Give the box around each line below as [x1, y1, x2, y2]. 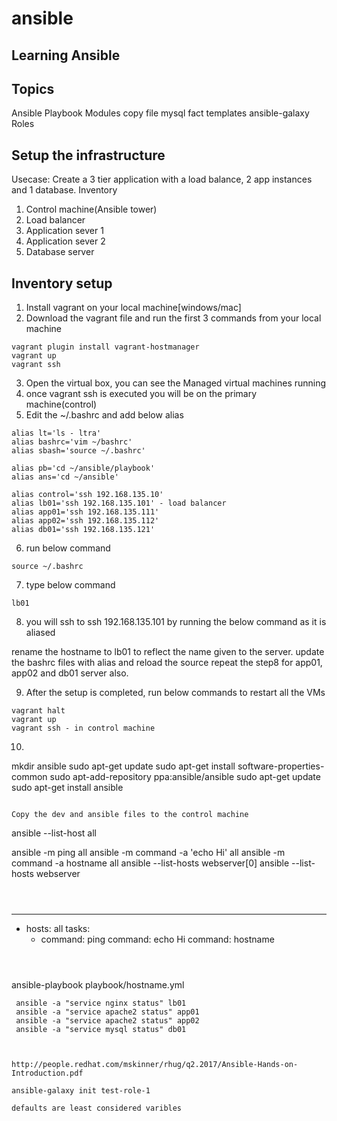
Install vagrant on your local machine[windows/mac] [25, 302, 242, 314]
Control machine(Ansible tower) [25, 203, 158, 216]
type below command [25, 579, 116, 591]
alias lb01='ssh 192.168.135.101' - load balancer [11, 498, 227, 509]
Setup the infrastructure [11, 147, 166, 164]
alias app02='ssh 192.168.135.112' [11, 516, 160, 526]
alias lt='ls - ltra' [11, 428, 102, 439]
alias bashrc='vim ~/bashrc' [11, 437, 133, 447]
